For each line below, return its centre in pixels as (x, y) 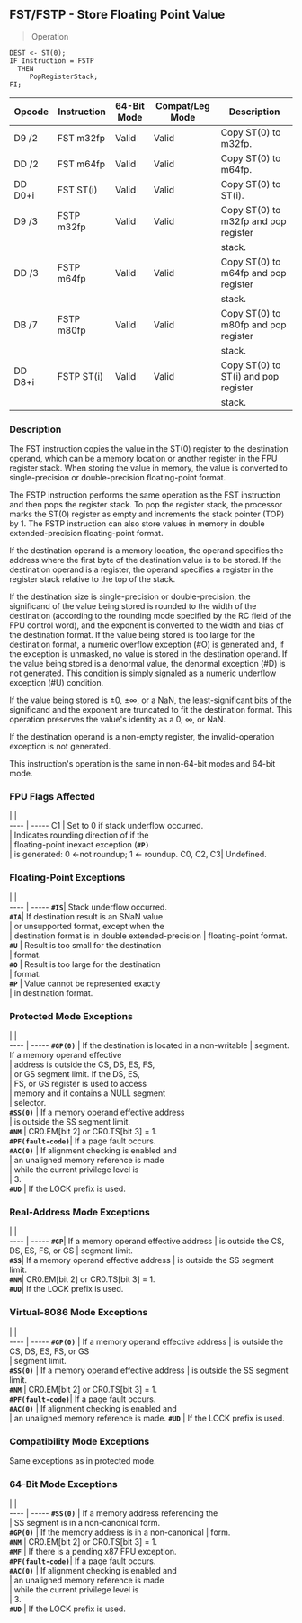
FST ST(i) (77, 190)
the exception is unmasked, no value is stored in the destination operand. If (148, 654)
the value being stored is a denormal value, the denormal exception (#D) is (147, 664)
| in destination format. (51, 992)
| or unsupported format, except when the (87, 926)
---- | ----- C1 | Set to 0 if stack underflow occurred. (107, 826)
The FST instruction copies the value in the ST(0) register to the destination (149, 449)
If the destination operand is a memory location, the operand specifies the (147, 551)
